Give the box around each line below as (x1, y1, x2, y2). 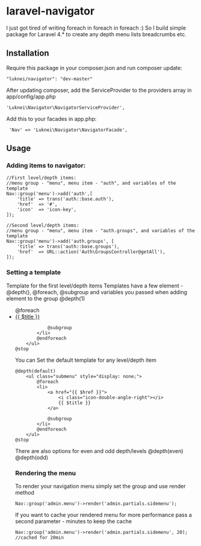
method (14, 489, 35, 496)
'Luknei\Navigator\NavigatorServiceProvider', (6, 104, 125, 111)
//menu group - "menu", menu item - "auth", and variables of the (6, 180, 176, 187)
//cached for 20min (14, 535, 64, 541)
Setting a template (6, 268, 61, 277)
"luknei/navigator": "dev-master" (6, 75, 93, 82)
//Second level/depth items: (6, 222, 79, 229)
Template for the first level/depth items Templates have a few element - (6, 282, 184, 289)
